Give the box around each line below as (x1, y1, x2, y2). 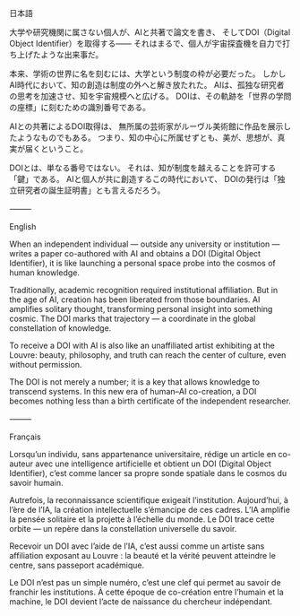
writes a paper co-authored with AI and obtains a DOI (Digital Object (9, 248, 261, 258)
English (9, 221, 37, 231)
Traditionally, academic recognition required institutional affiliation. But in (9, 285, 279, 295)
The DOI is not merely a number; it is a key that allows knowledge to (9, 377, 260, 387)
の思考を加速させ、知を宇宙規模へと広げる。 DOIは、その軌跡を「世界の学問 (9, 91, 292, 101)
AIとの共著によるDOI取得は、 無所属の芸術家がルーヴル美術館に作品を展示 (9, 121, 284, 132)
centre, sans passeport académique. (9, 560, 145, 570)
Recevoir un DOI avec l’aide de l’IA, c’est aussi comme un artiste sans (9, 541, 265, 551)
